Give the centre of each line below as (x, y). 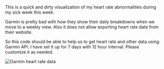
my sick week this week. (30, 12)
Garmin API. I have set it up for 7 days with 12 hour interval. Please (72, 47)
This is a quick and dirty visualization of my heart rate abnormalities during (81, 7)
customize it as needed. (29, 52)
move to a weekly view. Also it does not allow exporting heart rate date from (82, 27)
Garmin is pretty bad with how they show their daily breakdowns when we (80, 22)
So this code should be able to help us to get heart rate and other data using (82, 42)
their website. (19, 32)
